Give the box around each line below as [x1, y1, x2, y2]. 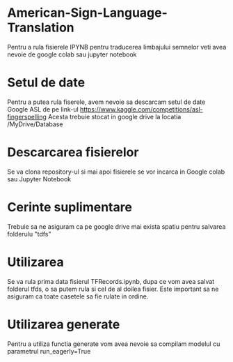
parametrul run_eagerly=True [7, 347, 91, 355]
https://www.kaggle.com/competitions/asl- [79, 105, 203, 113]
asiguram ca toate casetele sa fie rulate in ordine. [7, 292, 149, 301]
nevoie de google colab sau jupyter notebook [7, 50, 137, 59]
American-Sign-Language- [7, 5, 168, 21]
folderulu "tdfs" [7, 229, 51, 238]
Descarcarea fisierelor [7, 144, 139, 160]
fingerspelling [7, 112, 47, 121]
